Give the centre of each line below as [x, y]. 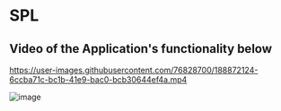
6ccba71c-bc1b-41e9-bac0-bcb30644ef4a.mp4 [98, 80]
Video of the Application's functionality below [140, 49]
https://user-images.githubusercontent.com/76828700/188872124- [134, 70]
